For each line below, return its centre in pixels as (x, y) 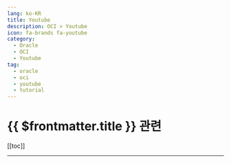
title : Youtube (29, 20)
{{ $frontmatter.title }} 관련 (84, 126)
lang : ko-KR (24, 13)
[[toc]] (16, 146)
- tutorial (29, 90)
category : (21, 39)
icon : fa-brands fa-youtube (47, 33)
